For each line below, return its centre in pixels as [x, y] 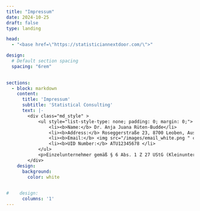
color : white [44, 177]
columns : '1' [38, 199]
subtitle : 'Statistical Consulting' [67, 105]
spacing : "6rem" [32, 66]
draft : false [22, 23]
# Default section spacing [45, 61]
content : [28, 94]
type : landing [24, 28]
